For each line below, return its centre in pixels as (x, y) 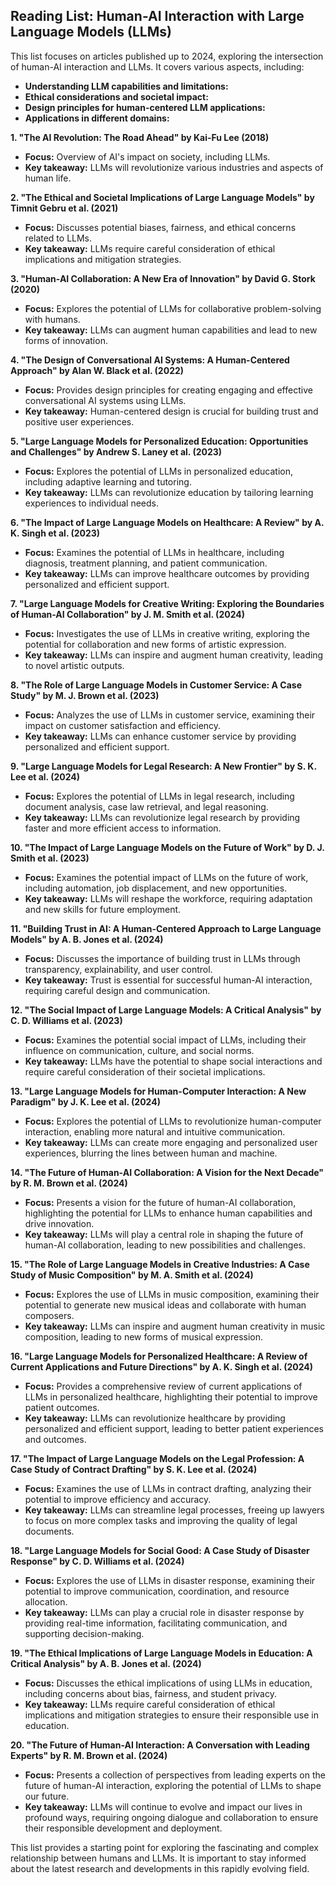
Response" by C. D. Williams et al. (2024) (97, 1561)
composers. (49, 1315)
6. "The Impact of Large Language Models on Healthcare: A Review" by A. (167, 522)
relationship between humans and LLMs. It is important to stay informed (158, 1858)
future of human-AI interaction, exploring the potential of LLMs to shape (173, 1785)
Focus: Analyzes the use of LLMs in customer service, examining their (170, 715)
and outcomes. (55, 1439)
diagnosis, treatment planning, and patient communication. (146, 563)
